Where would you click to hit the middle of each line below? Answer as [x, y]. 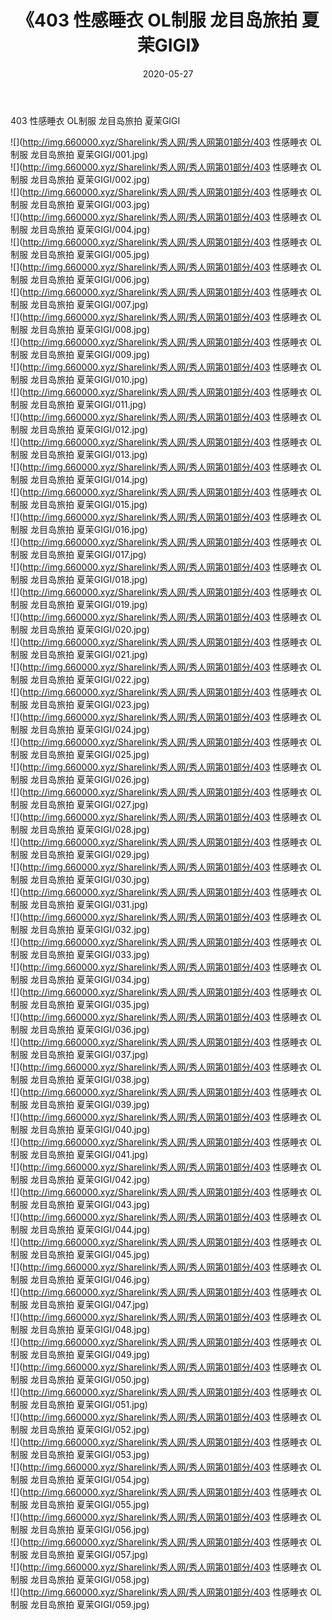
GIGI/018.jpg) [120, 579]
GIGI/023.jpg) [121, 704]
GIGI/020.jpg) [121, 629]
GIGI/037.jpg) [121, 1054]
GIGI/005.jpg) [121, 254]
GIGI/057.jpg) [121, 1554]
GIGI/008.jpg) [122, 329]
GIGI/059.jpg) [121, 1604]
